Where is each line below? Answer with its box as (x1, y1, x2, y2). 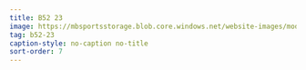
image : (9, 22, 35, 31)
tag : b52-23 (9, 30, 55, 39)
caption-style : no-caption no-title (9, 38, 148, 48)
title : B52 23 (9, 13, 64, 23)
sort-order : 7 (9, 47, 64, 56)
